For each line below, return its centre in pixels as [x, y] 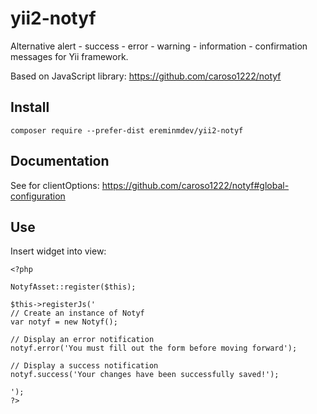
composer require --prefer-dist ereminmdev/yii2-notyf [127, 130]
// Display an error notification [82, 340]
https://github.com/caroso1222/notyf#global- [195, 185]
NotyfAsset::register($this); [73, 287]
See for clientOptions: [55, 185]
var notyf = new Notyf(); [64, 322]
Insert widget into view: [58, 251]
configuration [38, 196]
